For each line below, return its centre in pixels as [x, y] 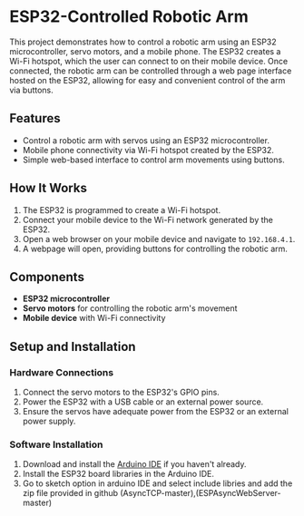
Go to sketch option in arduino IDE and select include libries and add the [157, 483]
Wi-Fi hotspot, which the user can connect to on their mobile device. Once [149, 61]
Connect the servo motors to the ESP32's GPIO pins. [121, 393]
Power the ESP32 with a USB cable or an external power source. [143, 402]
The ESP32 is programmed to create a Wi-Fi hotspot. [121, 209]
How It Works [49, 188]
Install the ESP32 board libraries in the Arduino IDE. [118, 474]
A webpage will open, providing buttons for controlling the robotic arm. [155, 248]
